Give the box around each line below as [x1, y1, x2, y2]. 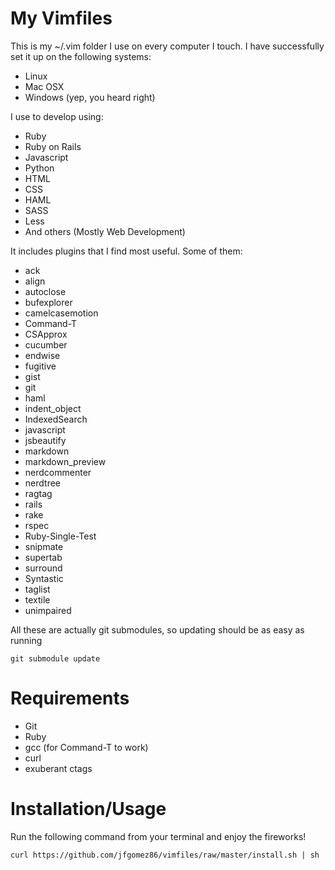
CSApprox [24, 328, 68, 340]
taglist [24, 583, 51, 595]
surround [24, 562, 63, 574]
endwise [24, 349, 61, 361]
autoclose [24, 285, 67, 297]
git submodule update [10, 653, 101, 664]
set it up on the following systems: [10, 50, 152, 62]
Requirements [10, 687, 130, 710]
